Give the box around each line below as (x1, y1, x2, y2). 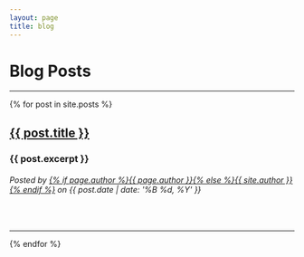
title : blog (9, 22, 54, 31)
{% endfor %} (9, 238, 62, 249)
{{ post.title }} (9, 125, 90, 140)
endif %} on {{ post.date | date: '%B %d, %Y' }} (22, 185, 202, 195)
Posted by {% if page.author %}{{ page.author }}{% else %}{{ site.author (9, 175, 284, 186)
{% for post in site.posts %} (9, 99, 113, 109)
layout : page (9, 13, 59, 23)
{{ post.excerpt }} (9, 152, 90, 165)
